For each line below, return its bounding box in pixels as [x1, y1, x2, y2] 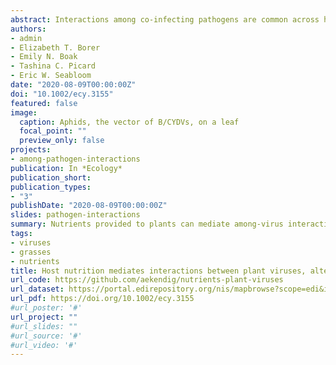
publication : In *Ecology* [10, 163, 123, 173]
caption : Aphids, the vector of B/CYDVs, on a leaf [19, 117, 240, 127]
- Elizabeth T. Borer [10, 42, 101, 53]
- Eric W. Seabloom [10, 71, 92, 81]
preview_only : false [19, 136, 105, 146]
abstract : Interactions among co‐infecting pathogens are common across [10, 14, 320, 25]
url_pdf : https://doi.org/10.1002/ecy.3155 [10, 294, 195, 304]
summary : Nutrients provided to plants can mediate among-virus [10, 219, 284, 230]
